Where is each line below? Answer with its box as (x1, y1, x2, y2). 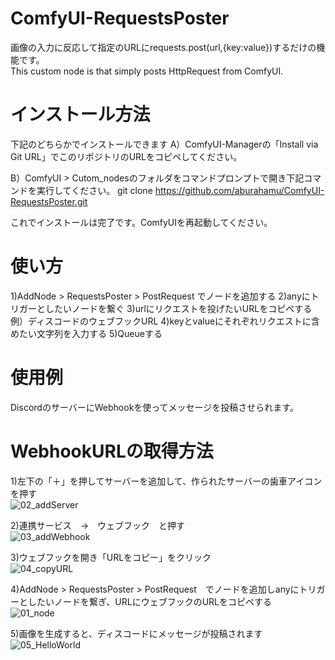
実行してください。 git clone (36, 184, 153, 196)
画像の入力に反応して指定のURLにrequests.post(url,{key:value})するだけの (10, 41, 317, 53)
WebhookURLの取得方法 (10, 440, 214, 462)
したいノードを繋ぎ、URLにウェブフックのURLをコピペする (27, 595, 272, 607)
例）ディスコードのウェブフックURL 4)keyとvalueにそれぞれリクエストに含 (10, 315, 320, 327)
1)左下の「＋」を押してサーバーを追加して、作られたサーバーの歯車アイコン (10, 475, 323, 487)
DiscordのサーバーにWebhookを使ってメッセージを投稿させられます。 (10, 401, 299, 413)
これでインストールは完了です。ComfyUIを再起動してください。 (10, 216, 273, 228)
